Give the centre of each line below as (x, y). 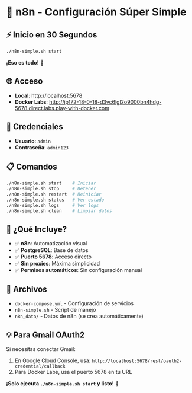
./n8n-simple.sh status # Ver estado (55, 200)
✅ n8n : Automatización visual (51, 244)
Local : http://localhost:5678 (48, 95)
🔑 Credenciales (35, 127)
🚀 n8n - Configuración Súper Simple (96, 12)
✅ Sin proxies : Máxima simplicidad (57, 264)
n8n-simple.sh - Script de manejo (55, 310)
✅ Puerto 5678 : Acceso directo (53, 257)
